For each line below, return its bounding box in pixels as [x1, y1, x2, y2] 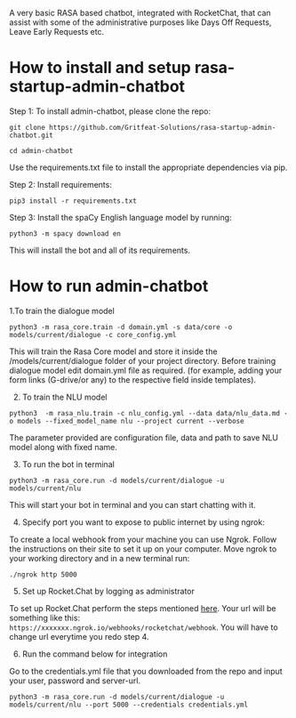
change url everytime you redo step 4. [9, 631, 149, 641]
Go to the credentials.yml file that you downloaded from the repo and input [9, 666, 283, 676]
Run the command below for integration [21, 649, 168, 659]
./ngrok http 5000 [9, 569, 77, 579]
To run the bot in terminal [21, 458, 116, 470]
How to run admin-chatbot [9, 276, 209, 296]
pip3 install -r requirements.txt [9, 196, 138, 206]
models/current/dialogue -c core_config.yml [9, 330, 177, 339]
